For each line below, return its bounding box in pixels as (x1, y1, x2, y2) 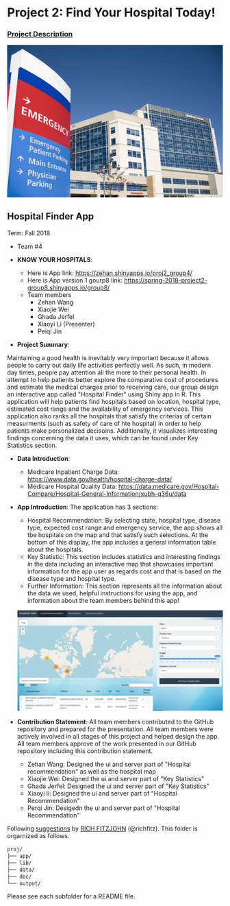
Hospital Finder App (7, 211, 94, 222)
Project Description (7, 29, 73, 39)
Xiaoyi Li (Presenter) (37, 320, 95, 328)
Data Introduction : (16, 454, 71, 462)
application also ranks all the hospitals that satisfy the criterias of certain (7, 412, 212, 420)
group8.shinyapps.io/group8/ (27, 283, 110, 291)
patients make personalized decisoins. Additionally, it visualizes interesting (7, 427, 218, 435)
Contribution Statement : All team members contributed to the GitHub (16, 717, 214, 726)
